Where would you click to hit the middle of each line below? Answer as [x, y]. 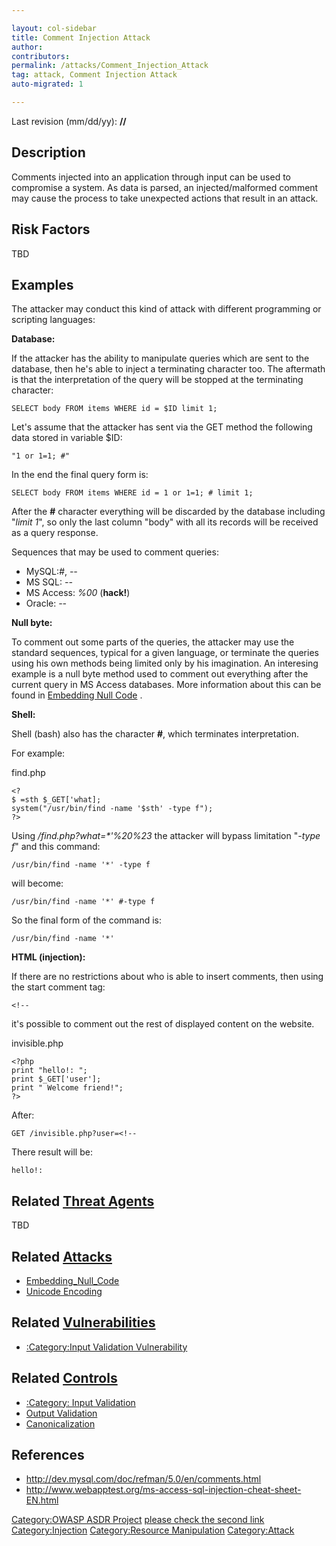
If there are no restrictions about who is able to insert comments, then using [167, 977]
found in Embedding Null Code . [77, 695]
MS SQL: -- [49, 582]
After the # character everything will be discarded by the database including [168, 512]
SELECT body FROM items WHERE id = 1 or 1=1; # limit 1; [132, 493]
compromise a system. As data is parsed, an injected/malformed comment [165, 187]
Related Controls [64, 1378]
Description [48, 152]
